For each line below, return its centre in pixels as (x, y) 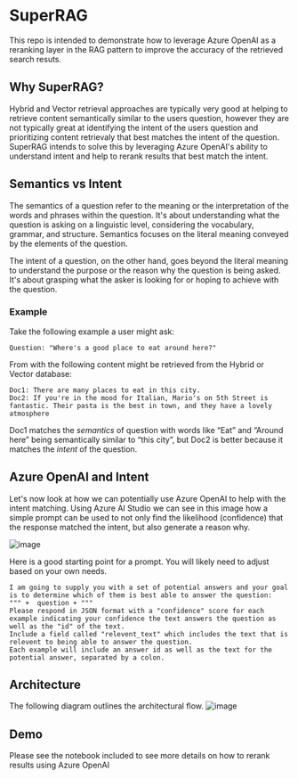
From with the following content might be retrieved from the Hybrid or (137, 364)
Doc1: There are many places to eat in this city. (105, 390)
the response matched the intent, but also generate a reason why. (130, 527)
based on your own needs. (58, 570)
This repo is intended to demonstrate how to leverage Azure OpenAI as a (143, 40)
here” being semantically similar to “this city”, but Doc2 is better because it (146, 439)
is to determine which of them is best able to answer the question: (141, 595)
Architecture (45, 685)
